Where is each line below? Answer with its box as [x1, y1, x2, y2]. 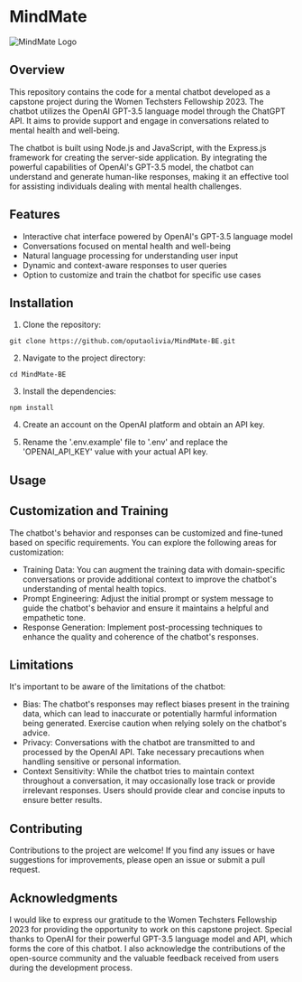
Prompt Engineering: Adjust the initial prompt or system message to [22, 593, 274, 603]
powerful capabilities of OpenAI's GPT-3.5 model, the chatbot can [9, 161, 254, 173]
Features [9, 207, 60, 222]
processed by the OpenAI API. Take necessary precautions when [22, 747, 264, 758]
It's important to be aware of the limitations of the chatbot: [9, 681, 226, 692]
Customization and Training [9, 503, 169, 519]
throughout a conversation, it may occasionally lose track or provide [22, 775, 276, 787]
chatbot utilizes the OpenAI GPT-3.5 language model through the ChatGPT [9, 106, 286, 117]
